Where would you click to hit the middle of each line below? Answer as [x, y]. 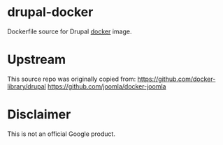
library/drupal [27, 86]
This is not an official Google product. [61, 134]
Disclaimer [39, 115]
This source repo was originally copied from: [72, 79]
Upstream [37, 60]
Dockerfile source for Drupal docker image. [70, 31]
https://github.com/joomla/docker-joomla [107, 86]
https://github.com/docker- [177, 79]
